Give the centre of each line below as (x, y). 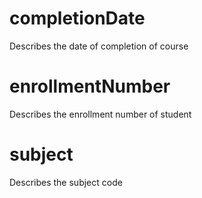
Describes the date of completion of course (99, 46)
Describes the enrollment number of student (100, 114)
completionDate (77, 18)
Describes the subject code (66, 182)
